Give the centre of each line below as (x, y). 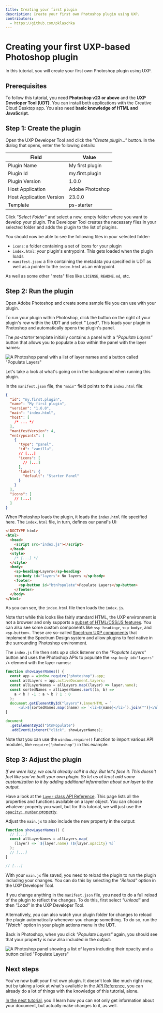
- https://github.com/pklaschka (43, 23)
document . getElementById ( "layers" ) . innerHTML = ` (61, 703)
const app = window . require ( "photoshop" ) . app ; (58, 676)
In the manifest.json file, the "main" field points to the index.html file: (75, 386)
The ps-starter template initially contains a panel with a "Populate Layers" (79, 337)
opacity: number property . (31, 812)
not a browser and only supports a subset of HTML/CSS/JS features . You (78, 622)
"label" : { (29, 472)
